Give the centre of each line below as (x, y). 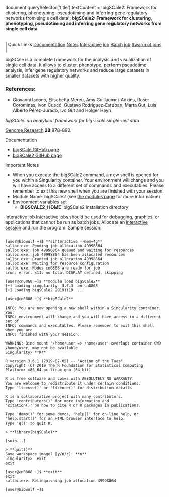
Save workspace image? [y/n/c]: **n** (46, 454)
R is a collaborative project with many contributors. (64, 397)
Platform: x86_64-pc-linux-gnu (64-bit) (48, 370)
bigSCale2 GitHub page (37, 155)
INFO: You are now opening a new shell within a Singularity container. (83, 308)
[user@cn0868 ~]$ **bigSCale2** (39, 299)
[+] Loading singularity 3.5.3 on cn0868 (52, 286)
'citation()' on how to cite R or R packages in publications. (73, 406)
